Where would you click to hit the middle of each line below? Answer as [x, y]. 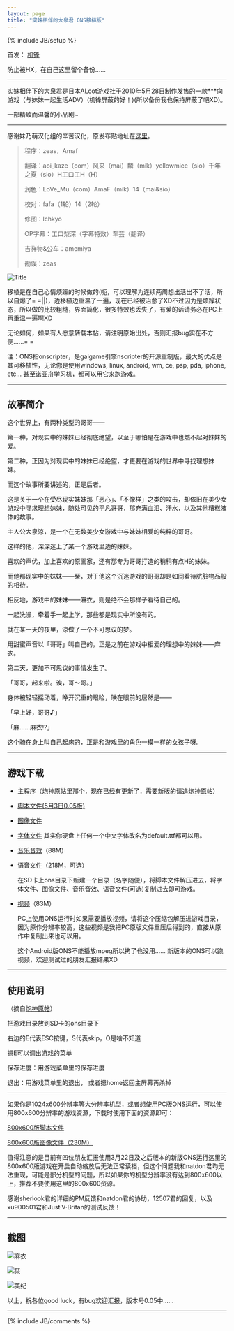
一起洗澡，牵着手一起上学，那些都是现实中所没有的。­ [84, 615]
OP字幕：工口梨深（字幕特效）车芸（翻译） [87, 233]
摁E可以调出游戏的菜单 [40, 1053]
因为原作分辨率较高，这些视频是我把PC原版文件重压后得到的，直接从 [116, 927]
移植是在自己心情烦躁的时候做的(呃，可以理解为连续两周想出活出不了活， [112, 291]
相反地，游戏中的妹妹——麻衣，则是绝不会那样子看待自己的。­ [96, 600]
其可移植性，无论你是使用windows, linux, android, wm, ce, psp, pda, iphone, [117, 365]
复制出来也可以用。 [57, 936]
